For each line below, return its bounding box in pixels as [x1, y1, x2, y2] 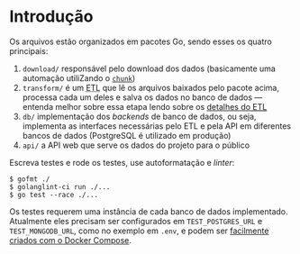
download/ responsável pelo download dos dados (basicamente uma [22, 63, 277, 74]
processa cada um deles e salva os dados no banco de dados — [22, 92, 263, 103]
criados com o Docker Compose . [9, 234, 132, 245]
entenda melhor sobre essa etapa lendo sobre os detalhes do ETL [22, 101, 268, 112]
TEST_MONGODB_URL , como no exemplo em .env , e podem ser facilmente [9, 225, 269, 236]
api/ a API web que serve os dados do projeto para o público [22, 140, 250, 150]
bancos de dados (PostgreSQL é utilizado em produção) [22, 130, 232, 141]
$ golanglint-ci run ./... [9, 182, 111, 191]
